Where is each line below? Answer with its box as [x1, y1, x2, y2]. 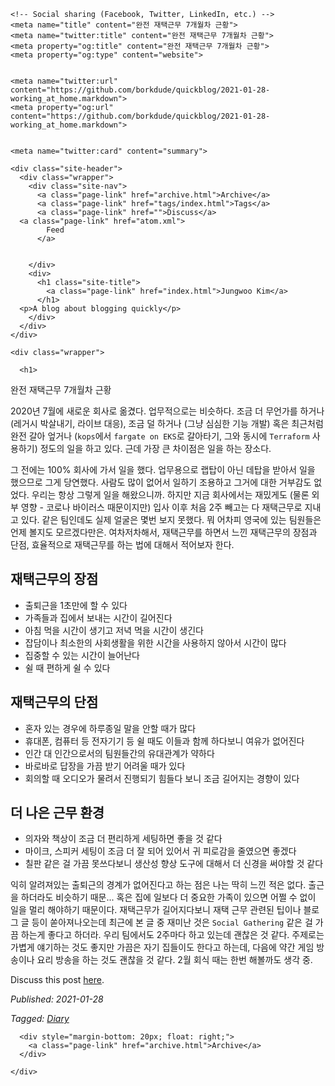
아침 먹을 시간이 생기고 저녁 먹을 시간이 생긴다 [24, 624, 204, 636]
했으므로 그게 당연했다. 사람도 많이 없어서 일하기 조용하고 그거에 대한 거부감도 [10, 476, 312, 488]
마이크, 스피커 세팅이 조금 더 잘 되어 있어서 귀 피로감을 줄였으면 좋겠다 [24, 845, 297, 857]
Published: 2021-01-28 [10, 993, 104, 1005]
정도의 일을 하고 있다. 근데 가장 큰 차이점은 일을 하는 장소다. [39, 443, 272, 454]
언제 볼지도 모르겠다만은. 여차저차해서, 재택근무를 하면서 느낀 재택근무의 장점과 [10, 526, 318, 538]
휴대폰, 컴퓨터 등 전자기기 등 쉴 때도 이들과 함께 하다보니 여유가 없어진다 [24, 735, 305, 747]
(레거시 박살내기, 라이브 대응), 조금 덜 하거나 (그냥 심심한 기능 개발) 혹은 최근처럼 [10, 418, 324, 429]
